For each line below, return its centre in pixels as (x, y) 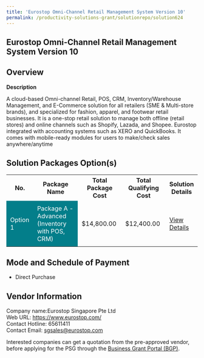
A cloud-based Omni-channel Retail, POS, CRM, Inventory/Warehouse (94, 98)
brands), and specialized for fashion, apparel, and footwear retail (87, 112)
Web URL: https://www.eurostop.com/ (54, 317)
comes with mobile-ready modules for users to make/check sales (88, 137)
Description (22, 87)
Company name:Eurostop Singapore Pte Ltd (61, 311)
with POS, (51, 231)
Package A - (56, 208)
